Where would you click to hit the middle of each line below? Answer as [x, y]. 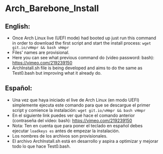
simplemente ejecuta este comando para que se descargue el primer [81, 105]
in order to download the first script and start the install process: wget [81, 43]
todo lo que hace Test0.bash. [41, 146]
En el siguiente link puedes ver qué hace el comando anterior [73, 115]
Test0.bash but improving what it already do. [57, 73]
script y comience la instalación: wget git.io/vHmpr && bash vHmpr [79, 110]
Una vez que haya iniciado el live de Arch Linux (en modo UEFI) [76, 100]
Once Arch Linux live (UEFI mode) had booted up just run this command [84, 38]
